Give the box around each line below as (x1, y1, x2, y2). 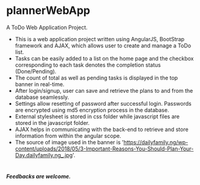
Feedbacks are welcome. (6, 173, 71, 180)
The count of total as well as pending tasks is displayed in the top (15, 74, 178, 81)
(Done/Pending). (15, 67, 57, 75)
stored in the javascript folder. (15, 119, 89, 126)
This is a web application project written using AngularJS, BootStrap (15, 35, 185, 42)
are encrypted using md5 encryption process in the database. (15, 106, 169, 113)
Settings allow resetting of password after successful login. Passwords (15, 99, 192, 107)
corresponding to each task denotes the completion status (15, 61, 161, 69)
